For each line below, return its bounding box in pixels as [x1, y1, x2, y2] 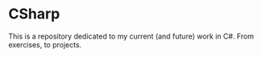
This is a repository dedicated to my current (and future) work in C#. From [8, 31, 254, 41]
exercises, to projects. [8, 39, 82, 49]
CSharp [8, 5, 60, 23]
